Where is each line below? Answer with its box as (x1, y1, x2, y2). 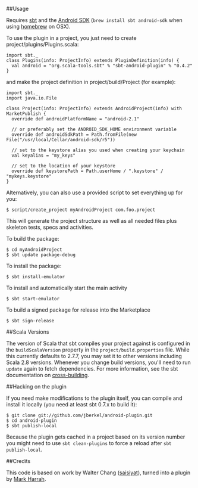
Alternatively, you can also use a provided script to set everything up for (6, 189, 183, 196)
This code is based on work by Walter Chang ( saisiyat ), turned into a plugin (6, 469, 191, 476)
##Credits (6, 458, 31, 464)
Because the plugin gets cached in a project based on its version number (6, 433, 186, 440)
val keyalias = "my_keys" (11, 153, 76, 158)
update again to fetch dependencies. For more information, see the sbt (6, 365, 178, 372)
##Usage (6, 5, 29, 12)
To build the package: (6, 235, 59, 242)
